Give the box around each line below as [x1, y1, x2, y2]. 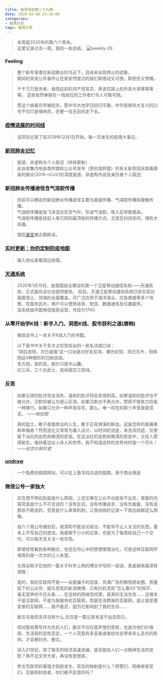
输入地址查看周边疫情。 [17, 257, 64, 263]
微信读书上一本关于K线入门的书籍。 [17, 332, 89, 338]
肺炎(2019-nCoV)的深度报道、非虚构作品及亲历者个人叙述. [25, 172, 143, 178]
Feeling [5, 58, 23, 65]
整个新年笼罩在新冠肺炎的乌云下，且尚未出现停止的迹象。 [17, 69, 132, 76]
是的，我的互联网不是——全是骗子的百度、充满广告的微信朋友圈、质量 [17, 579, 158, 585]
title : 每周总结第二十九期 [5, 7, 54, 12]
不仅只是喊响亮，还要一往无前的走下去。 [21, 108, 103, 115]
